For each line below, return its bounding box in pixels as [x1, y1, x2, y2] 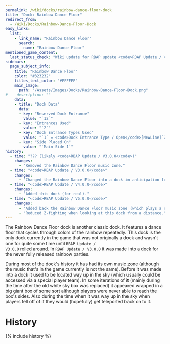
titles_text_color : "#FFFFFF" [14, 78, 78, 83]
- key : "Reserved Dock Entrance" [18, 111, 90, 117]
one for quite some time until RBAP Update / [5, 240, 96, 247]
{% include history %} [5, 333, 52, 339]
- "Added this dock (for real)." [18, 191, 90, 196]
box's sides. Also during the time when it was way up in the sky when [5, 293, 150, 299]
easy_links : [5, 26, 30, 31]
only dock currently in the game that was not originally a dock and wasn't [5, 235, 158, 241]
